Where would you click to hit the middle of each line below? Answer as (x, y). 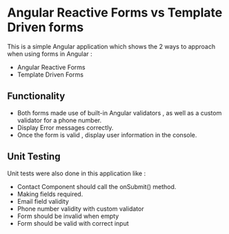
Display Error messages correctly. (65, 127)
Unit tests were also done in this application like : (77, 173)
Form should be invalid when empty (68, 216)
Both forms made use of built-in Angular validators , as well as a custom (119, 113)
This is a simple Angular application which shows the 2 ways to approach (111, 46)
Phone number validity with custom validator (80, 208)
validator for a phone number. (59, 120)
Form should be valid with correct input (73, 223)
